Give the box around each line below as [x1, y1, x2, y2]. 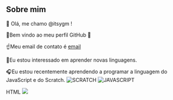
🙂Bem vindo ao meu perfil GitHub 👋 [6, 31, 91, 38]
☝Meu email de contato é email [6, 43, 82, 50]
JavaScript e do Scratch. [6, 76, 66, 83]
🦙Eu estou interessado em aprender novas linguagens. [6, 56, 137, 63]
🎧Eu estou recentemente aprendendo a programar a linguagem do [6, 68, 168, 75]
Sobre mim [6, 5, 47, 15]
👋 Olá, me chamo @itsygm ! [6, 20, 73, 27]
